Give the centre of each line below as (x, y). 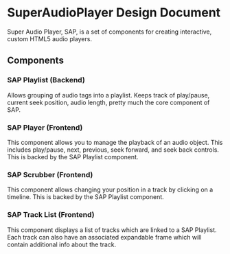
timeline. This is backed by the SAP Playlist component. (86, 197)
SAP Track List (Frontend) (51, 215)
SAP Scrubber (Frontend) (50, 174)
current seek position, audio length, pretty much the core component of (108, 102)
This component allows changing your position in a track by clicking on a (110, 189)
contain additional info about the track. (62, 244)
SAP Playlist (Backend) (46, 80)
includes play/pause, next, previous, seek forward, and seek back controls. (113, 150)
